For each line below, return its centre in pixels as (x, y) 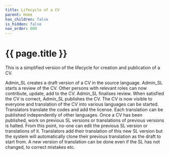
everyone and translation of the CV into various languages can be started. (82, 105)
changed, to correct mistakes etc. (40, 147)
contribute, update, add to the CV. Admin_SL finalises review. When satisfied (85, 93)
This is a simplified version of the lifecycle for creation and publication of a (83, 68)
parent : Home (19, 15)
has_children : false (27, 19)
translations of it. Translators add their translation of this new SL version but (84, 131)
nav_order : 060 (21, 29)
